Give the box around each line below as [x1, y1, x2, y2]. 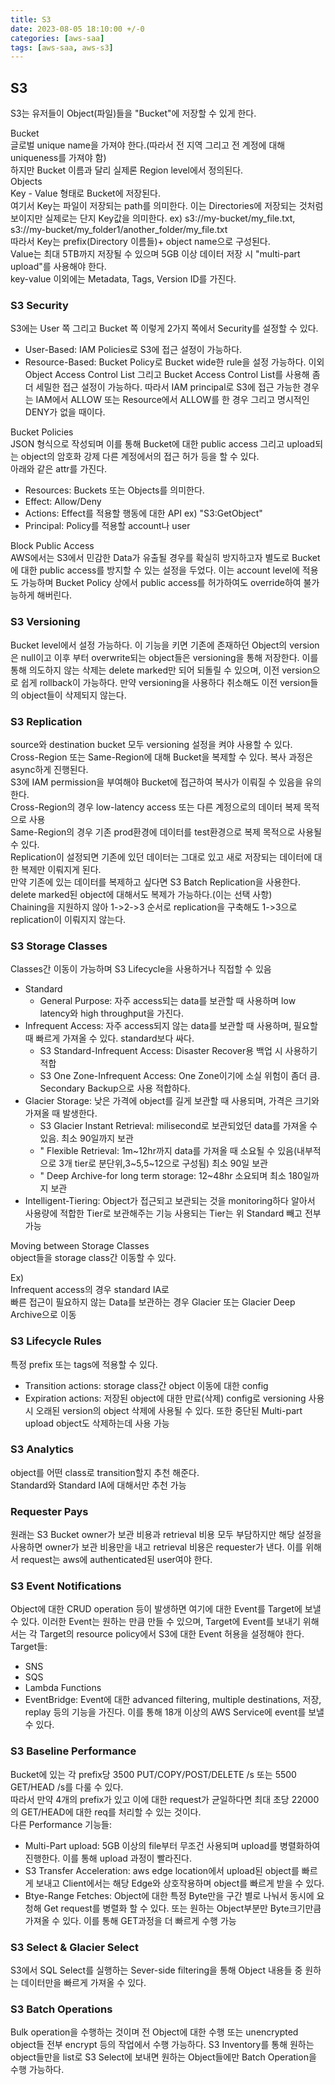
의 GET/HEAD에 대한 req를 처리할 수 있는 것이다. [10, 1806, 202, 1818]
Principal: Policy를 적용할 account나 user [24, 520, 191, 532]
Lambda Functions [24, 1682, 102, 1694]
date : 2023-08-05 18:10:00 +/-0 [10, 24, 145, 34]
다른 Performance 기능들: [10, 1818, 113, 1830]
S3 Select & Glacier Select [10, 1940, 139, 1954]
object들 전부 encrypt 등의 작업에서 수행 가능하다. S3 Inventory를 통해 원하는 [10, 2039, 315, 2051]
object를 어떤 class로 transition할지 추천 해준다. [10, 1466, 200, 1478]
